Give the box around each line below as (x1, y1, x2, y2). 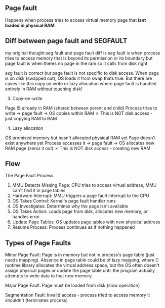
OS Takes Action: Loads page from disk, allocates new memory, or (12, 208, 148, 214)
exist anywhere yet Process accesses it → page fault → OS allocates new (5, 140, 155, 146)
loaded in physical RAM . (5, 22, 56, 28)
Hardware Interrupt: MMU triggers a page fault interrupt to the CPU (12, 193, 149, 199)
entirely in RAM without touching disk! (5, 86, 82, 92)
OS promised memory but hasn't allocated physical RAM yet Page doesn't (5, 135, 156, 141)
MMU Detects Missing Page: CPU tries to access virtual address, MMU (12, 182, 157, 188)
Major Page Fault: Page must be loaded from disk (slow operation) (5, 282, 140, 289)
